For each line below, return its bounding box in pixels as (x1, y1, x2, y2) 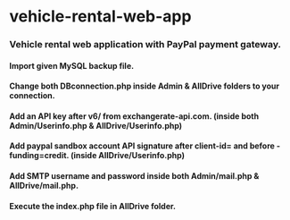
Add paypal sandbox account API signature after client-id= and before (9, 140, 275, 151)
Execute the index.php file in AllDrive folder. (9, 200, 177, 211)
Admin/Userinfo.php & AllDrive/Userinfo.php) (9, 120, 183, 131)
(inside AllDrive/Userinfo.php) (70, 150, 186, 161)
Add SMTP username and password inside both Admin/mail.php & (9, 171, 260, 182)
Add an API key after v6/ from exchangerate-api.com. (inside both (9, 110, 260, 122)
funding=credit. (9, 150, 70, 161)
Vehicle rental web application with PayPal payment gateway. (9, 38, 282, 51)
